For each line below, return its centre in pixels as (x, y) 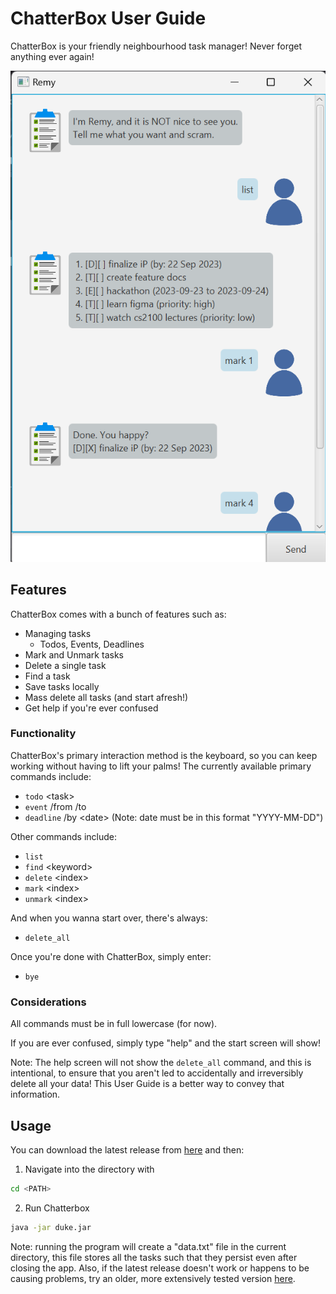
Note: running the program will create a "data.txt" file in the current (148, 1246)
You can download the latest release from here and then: (127, 1149)
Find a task (47, 676)
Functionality (43, 734)
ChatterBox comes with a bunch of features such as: (118, 614)
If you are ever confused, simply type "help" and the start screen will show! (165, 1043)
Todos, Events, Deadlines (92, 644)
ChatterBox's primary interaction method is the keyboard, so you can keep (164, 755)
